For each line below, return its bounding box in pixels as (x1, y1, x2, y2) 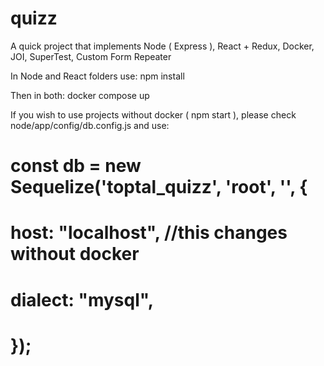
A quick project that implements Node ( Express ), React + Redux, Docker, (10, 40, 315, 52)
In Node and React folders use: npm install (10, 70, 185, 82)
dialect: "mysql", (10, 288, 155, 311)
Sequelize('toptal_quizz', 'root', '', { (10, 176, 308, 199)
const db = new (10, 155, 142, 177)
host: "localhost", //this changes (10, 222, 288, 244)
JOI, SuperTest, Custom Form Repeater (10, 50, 172, 62)
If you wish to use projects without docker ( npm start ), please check (10, 108, 297, 121)
